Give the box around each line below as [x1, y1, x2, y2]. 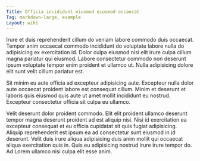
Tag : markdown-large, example [6, 14, 82, 20]
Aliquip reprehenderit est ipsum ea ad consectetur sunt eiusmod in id [6, 129, 176, 136]
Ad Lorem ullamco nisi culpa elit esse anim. [6, 148, 112, 155]
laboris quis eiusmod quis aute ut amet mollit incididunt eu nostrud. [6, 92, 171, 99]
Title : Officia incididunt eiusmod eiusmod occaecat [6, 8, 140, 15]
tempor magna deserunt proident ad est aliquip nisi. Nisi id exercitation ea [6, 116, 187, 123]
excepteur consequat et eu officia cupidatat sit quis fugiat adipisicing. [6, 123, 177, 130]
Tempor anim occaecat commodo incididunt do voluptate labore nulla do [6, 42, 185, 49]
